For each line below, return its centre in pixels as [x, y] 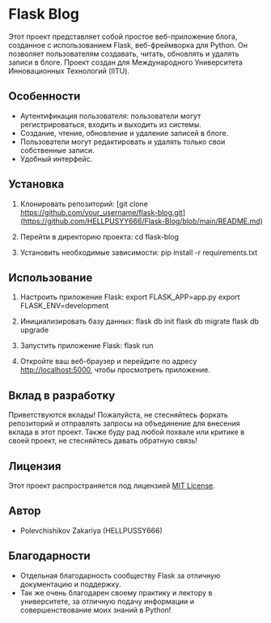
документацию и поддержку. [70, 584]
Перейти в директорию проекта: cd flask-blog [100, 236]
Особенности [44, 97]
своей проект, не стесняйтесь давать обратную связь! [103, 441]
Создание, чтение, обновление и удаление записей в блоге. [124, 133]
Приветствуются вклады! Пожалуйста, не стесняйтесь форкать [119, 415]
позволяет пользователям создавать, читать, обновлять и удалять [124, 53]
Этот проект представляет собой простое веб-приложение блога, [123, 36]
